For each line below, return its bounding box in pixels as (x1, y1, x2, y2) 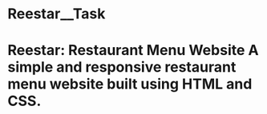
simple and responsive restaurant (7, 58, 237, 77)
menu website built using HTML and (7, 75, 253, 93)
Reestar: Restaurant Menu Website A (7, 41, 259, 60)
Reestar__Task (7, 5, 106, 23)
